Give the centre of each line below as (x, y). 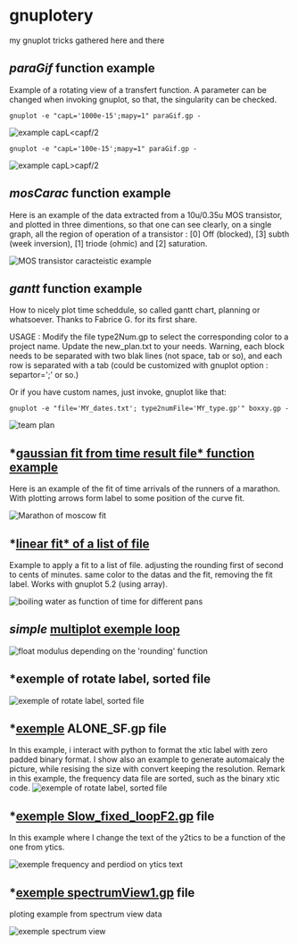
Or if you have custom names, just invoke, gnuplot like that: (118, 392)
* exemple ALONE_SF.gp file (88, 729)
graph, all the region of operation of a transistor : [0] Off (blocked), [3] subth (149, 234)
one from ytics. (37, 847)
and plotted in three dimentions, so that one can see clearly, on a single (141, 224)
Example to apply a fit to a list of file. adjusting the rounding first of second (146, 565)
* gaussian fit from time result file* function (132, 453)
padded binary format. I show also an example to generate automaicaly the (147, 759)
